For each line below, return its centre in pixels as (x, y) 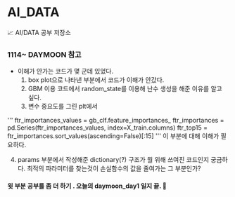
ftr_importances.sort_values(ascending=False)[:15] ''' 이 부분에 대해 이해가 (113, 136)
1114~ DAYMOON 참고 (45, 55)
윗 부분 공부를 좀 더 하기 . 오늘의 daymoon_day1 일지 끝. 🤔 (87, 186)
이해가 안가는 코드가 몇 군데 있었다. (65, 72)
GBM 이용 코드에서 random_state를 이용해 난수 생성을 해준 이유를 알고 (125, 89)
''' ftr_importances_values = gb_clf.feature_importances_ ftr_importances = (116, 121)
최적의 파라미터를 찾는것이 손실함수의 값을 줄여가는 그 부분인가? (114, 168)
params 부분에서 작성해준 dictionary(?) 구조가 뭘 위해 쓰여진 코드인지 (113, 160)
